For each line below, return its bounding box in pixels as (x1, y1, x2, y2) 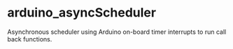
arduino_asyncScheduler (7, 5, 156, 21)
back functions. (7, 35, 52, 43)
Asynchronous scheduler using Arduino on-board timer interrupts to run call (7, 28, 227, 36)
